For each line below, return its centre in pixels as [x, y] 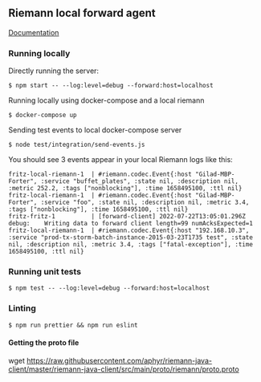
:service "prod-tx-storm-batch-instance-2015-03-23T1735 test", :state [130, 238]
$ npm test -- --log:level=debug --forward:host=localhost [109, 288]
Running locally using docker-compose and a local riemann [106, 100]
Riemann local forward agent [82, 13]
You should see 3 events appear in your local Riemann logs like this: [120, 160]
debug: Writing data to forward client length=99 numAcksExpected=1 [130, 224]
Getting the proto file [44, 343]
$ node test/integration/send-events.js [77, 145]
